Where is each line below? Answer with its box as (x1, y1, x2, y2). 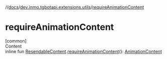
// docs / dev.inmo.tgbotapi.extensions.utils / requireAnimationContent (5, 4, 144, 10)
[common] (5, 38, 27, 44)
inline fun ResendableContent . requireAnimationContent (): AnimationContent (5, 48, 162, 54)
